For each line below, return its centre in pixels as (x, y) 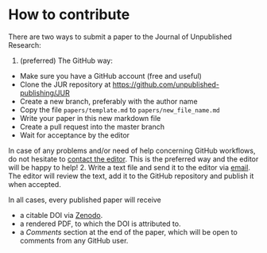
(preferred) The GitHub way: (66, 60)
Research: (25, 45)
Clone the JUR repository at (65, 84)
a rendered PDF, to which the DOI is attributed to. (100, 224)
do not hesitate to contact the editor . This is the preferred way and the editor (133, 159)
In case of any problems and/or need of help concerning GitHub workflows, (132, 150)
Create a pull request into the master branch (92, 127)
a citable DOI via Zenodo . (61, 215)
